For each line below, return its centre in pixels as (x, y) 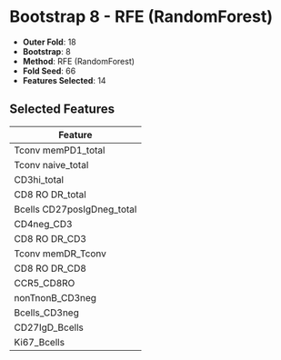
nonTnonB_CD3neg (55, 297)
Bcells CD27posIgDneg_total (75, 209)
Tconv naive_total (51, 165)
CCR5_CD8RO (45, 283)
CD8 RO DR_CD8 (50, 268)
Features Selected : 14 (64, 80)
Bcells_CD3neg (46, 313)
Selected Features (62, 110)
